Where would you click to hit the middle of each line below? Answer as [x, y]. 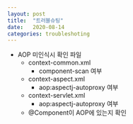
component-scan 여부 [70, 71]
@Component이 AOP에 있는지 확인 [77, 113]
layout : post [27, 14]
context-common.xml [59, 63]
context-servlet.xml [57, 96]
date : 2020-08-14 [36, 27]
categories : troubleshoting [49, 34]
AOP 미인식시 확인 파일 [50, 55]
